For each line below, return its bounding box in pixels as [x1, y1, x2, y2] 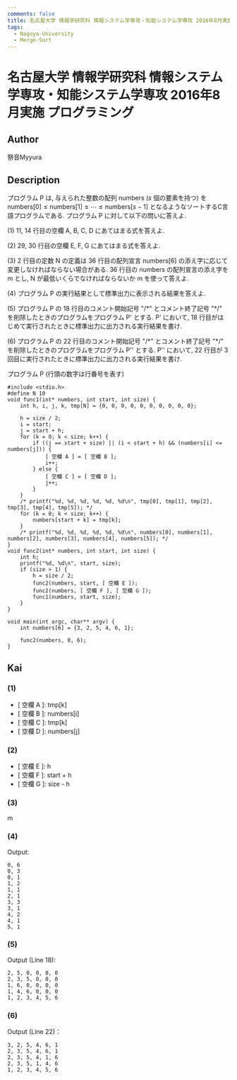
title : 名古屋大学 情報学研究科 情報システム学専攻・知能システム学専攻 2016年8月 [7, 17, 223, 24]
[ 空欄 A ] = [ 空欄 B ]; [44, 453, 118, 460]
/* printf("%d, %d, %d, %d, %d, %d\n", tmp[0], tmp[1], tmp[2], [20, 498, 213, 505]
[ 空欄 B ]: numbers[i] [17, 709, 80, 718]
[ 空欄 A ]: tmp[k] [17, 700, 67, 708]
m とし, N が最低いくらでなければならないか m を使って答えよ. [7, 274, 189, 282]
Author [7, 133, 39, 145]
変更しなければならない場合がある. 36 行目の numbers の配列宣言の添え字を [7, 265, 229, 273]
